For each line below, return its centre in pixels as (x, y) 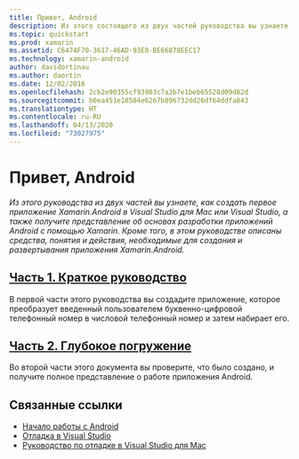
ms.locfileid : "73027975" (57, 134)
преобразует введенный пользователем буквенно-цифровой (126, 308)
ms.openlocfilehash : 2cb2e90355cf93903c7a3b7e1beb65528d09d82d (129, 92)
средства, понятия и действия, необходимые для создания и (126, 240)
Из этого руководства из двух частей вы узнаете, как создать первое (143, 202)
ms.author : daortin (45, 76)
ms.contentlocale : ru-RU (55, 117)
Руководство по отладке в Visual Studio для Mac (114, 446)
